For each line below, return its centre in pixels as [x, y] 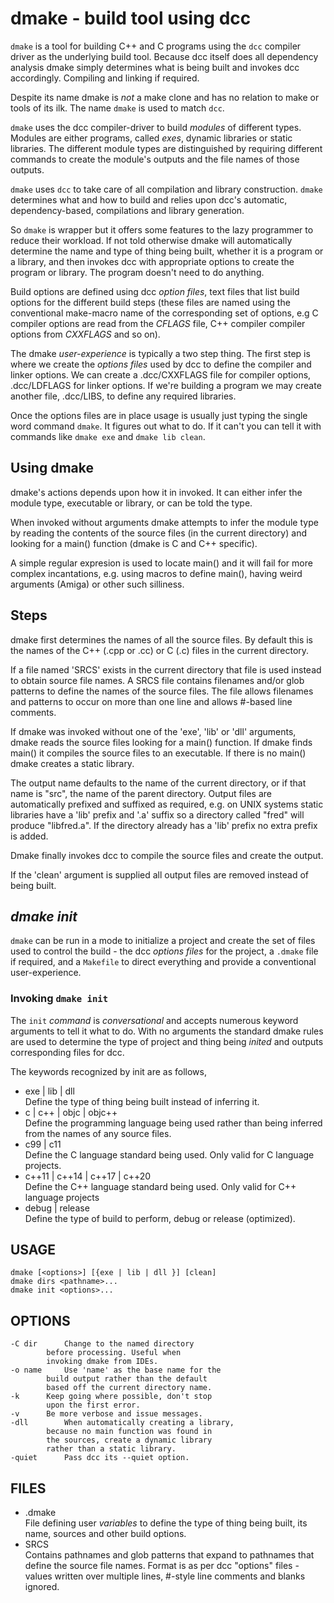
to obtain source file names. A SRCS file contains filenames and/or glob [157, 680]
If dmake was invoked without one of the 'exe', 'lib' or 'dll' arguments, [153, 731]
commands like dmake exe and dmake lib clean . [108, 436]
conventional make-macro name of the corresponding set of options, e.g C [164, 313]
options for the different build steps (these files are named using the [150, 302]
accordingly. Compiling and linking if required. [105, 78]
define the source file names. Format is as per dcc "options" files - [162, 1566]
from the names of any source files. [98, 1133]
